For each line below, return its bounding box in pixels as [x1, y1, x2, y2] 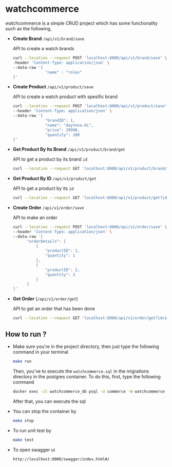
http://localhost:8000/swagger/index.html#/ [12, 456, 110, 462]
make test [12, 437, 34, 442]
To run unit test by [12, 427, 51, 434]
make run [12, 359, 32, 364]
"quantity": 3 [45, 272, 75, 277]
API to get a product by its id [12, 185, 74, 191]
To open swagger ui [12, 446, 55, 453]
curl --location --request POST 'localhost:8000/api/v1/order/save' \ [12, 224, 167, 230]
